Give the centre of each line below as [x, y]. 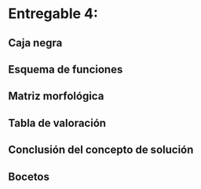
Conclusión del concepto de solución [101, 150]
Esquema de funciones [66, 69]
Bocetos [29, 177]
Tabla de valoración [57, 123]
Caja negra [35, 43]
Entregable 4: [53, 14]
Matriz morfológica [56, 96]
